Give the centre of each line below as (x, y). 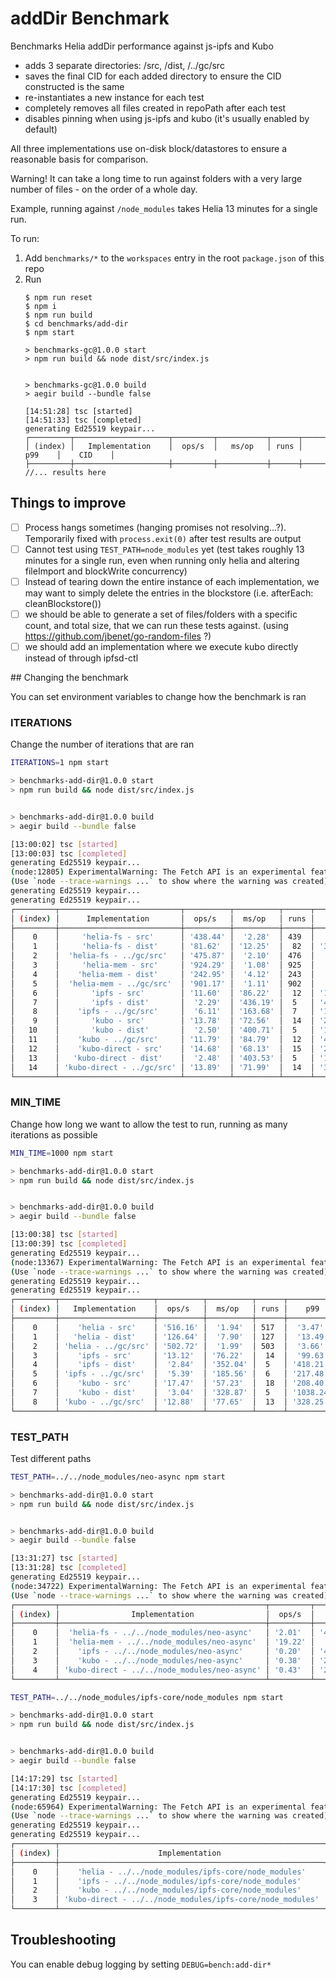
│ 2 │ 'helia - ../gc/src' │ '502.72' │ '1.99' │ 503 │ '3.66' (167, 1346)
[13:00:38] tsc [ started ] (64, 1235)
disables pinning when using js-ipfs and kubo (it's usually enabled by (167, 118)
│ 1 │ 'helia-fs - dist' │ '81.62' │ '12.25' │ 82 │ (162, 947)
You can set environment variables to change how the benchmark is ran (158, 697)
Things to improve (68, 503)
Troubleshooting (63, 1940)
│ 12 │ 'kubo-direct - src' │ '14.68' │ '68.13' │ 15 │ (162, 1048)
